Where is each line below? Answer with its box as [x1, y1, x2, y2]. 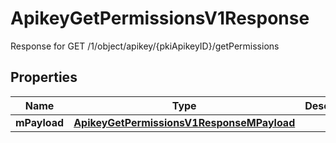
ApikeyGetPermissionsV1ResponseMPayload [73, 115, 296, 129]
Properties [10, 69, 78, 86]
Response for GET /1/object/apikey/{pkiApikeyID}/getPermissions [10, 40, 280, 52]
